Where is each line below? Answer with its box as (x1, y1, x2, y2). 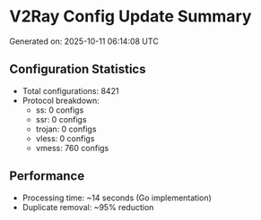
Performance (9, 168, 85, 184)
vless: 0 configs (35, 132, 95, 144)
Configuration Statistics (9, 62, 146, 77)
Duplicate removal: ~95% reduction (22, 201, 154, 212)
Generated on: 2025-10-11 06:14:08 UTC (9, 36, 159, 47)
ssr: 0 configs (35, 114, 87, 124)
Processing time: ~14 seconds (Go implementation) (22, 192, 213, 203)
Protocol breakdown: (22, 95, 100, 106)
